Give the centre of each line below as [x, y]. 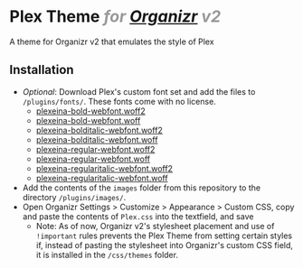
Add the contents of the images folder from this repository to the [141, 188]
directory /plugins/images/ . [74, 197]
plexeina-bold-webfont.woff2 [91, 111]
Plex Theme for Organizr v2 [115, 17]
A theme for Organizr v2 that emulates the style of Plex [112, 42]
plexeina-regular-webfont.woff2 [95, 149]
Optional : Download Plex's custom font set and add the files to [139, 91]
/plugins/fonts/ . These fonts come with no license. [119, 101]
